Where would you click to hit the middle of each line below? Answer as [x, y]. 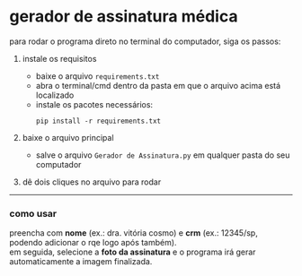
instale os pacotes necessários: [94, 104]
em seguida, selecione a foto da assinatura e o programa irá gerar [133, 252]
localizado [55, 95]
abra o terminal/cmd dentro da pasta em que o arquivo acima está [158, 85]
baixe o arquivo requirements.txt [98, 76]
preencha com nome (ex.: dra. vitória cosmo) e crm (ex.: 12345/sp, [133, 233]
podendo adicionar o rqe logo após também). [93, 243]
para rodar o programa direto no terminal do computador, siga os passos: [145, 41]
